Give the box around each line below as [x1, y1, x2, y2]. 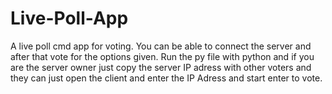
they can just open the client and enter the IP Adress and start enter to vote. [10, 72, 323, 84]
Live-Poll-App [10, 7, 129, 30]
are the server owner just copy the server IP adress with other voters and [10, 61, 312, 73]
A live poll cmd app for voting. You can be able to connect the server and [10, 40, 312, 52]
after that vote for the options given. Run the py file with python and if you [10, 50, 315, 62]
